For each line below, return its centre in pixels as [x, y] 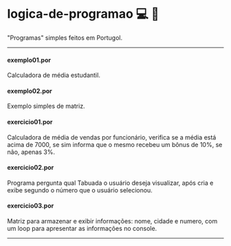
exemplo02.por [30, 91]
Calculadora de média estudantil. [54, 75]
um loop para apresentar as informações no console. [82, 228]
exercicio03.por [31, 206]
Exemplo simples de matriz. [46, 106]
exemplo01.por [29, 60]
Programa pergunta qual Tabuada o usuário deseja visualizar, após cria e [110, 183]
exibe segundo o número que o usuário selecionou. [80, 190]
